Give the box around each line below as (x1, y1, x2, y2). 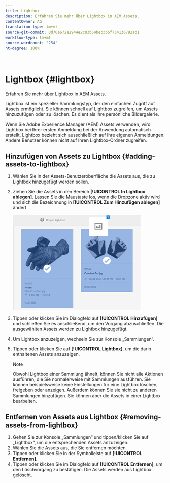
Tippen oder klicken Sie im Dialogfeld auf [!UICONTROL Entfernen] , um (12, 461, 163, 467)
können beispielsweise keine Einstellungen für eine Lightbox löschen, (12, 382, 158, 388)
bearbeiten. (12, 398, 37, 404)
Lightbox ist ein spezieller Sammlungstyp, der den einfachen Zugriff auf (5, 100, 155, 106)
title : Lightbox (5, 8, 40, 13)
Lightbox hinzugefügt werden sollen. (12, 178, 90, 185)
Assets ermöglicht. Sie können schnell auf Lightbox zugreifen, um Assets (5, 106, 158, 112)
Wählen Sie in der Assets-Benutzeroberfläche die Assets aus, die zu (12, 173, 156, 179)
